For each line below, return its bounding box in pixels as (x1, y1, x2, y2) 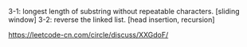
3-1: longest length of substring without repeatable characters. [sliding (8, 7, 240, 16)
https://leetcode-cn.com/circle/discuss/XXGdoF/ (8, 31, 169, 39)
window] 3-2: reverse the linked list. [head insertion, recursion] (8, 15, 215, 24)
